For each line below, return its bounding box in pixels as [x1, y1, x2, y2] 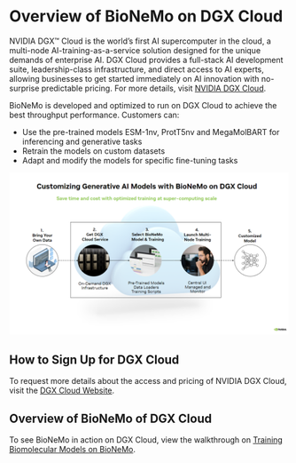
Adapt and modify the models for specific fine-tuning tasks [21, 155, 238, 165]
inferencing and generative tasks [21, 136, 143, 147]
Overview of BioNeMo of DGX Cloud [9, 411, 213, 426]
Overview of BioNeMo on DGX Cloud [9, 6, 284, 27]
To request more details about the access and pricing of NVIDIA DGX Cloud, [9, 376, 287, 387]
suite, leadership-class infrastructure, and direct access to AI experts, [9, 64, 264, 75]
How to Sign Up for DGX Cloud [9, 352, 180, 367]
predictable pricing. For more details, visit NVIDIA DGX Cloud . [41, 83, 267, 93]
